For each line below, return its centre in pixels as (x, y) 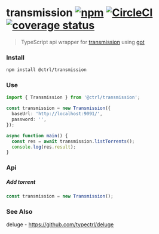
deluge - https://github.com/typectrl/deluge (60, 224)
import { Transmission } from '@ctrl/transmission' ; (73, 98)
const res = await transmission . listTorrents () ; (73, 141)
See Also (19, 211)
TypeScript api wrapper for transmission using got (82, 42)
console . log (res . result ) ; (44, 147)
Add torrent (21, 181)
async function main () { (37, 136)
